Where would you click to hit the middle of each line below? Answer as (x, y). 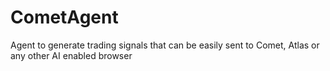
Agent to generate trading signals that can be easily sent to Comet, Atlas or (165, 45)
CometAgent (64, 17)
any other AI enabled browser (71, 55)
